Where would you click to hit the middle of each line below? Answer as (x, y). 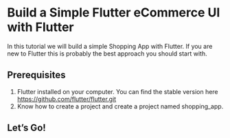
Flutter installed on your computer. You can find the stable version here (117, 91)
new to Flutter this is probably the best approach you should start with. (107, 54)
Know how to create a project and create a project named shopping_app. (120, 106)
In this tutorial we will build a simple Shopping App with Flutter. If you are (110, 46)
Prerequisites (36, 75)
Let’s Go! (26, 128)
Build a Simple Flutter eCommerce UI (114, 13)
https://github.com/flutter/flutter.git (67, 99)
